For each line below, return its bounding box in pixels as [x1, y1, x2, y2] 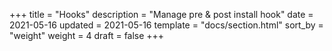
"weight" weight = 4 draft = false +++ [9, 30, 165, 41]
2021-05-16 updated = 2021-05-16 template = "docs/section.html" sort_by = [9, 19, 324, 31]
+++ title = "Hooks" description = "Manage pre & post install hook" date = [9, 9, 314, 20]
